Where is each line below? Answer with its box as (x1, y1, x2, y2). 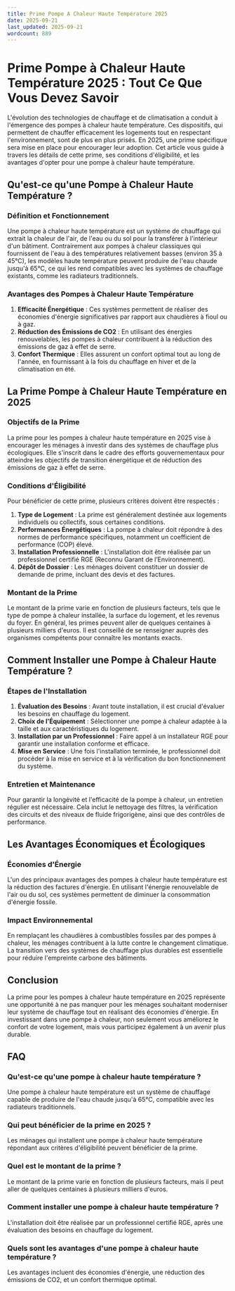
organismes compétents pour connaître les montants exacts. (7, 634, 182, 642)
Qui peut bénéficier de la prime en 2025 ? (7, 1120, 152, 1130)
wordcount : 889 (7, 30, 52, 37)
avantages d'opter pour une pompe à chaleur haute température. (7, 158, 195, 167)
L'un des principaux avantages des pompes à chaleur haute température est (7, 875, 228, 884)
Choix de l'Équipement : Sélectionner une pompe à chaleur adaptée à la (17, 717, 227, 725)
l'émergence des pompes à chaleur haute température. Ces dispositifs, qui (7, 121, 223, 129)
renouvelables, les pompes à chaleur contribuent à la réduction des (17, 335, 213, 343)
